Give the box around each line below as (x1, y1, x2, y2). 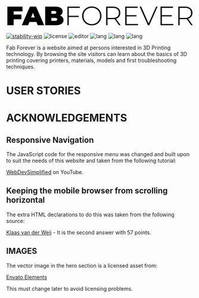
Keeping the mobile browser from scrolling (6, 186, 168, 196)
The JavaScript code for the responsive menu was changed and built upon (6, 151, 190, 158)
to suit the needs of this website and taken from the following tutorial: (6, 157, 177, 164)
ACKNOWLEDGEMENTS (6, 111, 128, 125)
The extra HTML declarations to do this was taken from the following (6, 211, 175, 218)
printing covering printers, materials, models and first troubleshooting (6, 57, 177, 64)
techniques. (6, 63, 35, 70)
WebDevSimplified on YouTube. (6, 169, 83, 176)
